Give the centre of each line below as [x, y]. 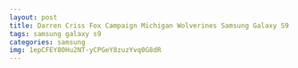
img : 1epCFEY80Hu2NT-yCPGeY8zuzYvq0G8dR [86, 50]
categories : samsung [48, 42]
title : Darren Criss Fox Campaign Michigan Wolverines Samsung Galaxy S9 [149, 26]
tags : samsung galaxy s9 [55, 34]
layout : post [33, 17]
